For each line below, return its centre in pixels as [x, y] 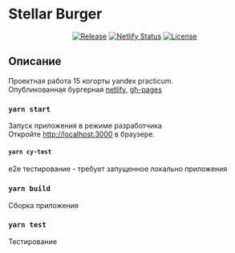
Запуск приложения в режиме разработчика [85, 126]
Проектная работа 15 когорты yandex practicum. [91, 80]
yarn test [27, 225]
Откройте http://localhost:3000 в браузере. [81, 134]
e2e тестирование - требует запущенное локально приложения [118, 169]
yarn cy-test [30, 152]
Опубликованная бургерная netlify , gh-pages [85, 89]
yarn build [29, 189]
